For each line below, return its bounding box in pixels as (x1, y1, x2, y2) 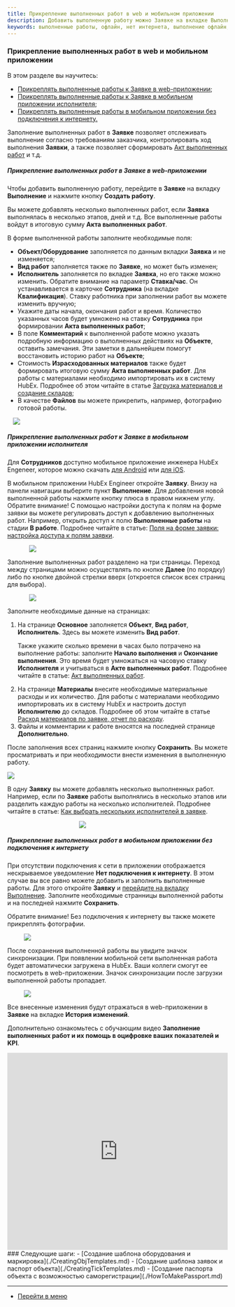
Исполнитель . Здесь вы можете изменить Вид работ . (17, 628, 180, 636)
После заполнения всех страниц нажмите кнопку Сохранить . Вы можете (7, 743, 228, 751)
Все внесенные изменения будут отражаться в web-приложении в (7, 1003, 208, 1011)
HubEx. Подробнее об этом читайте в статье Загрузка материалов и (17, 381, 223, 390)
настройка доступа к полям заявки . (7, 531, 114, 540)
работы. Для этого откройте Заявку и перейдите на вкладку (7, 884, 190, 892)
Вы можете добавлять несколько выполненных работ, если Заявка (7, 205, 210, 214)
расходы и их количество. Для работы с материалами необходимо (17, 692, 220, 701)
